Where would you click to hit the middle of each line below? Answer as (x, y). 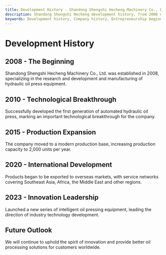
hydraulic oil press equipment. (36, 84)
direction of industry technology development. (52, 214)
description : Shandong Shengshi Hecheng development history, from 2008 (82, 14)
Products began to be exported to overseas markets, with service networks (82, 176)
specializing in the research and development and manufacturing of (74, 79)
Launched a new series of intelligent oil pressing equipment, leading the (78, 209)
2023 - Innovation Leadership (52, 197)
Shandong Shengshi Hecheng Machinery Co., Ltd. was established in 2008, (82, 73)
